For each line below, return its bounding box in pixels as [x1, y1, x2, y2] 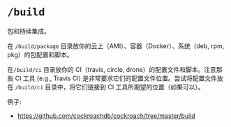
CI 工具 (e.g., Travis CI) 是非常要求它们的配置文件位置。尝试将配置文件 [15, 74, 218, 82]
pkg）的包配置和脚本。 [7, 50, 73, 59]
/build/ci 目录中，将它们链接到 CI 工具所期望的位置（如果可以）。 [15, 82, 204, 91]
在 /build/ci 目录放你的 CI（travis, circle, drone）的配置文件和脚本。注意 [7, 65, 216, 73]
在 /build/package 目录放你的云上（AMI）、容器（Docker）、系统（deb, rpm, [7, 41, 225, 50]
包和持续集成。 [7, 27, 50, 35]
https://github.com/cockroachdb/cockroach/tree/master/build [17, 111, 195, 120]
